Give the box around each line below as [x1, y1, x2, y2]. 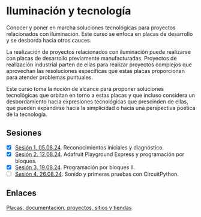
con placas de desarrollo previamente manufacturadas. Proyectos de [6, 54, 177, 62]
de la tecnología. [6, 111, 47, 118]
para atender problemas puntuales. [6, 74, 93, 81]
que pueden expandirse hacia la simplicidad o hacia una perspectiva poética [6, 104, 196, 111]
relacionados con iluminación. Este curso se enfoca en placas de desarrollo [6, 30, 193, 37]
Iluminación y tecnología [6, 4, 131, 18]
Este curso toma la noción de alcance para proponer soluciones [6, 85, 164, 92]
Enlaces [6, 188, 37, 198]
